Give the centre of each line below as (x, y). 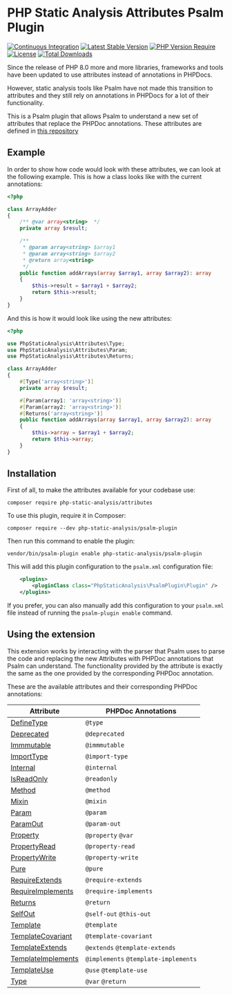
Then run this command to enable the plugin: (71, 541)
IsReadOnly (29, 779)
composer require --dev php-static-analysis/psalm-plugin (92, 528)
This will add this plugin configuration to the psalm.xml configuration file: (110, 567)
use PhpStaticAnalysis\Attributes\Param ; (68, 350)
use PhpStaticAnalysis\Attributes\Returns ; (71, 356)
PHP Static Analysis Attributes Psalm (116, 13)
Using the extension (51, 634)
